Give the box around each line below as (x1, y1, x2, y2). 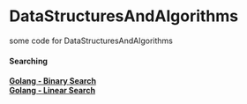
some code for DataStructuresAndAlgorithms (9, 35, 174, 46)
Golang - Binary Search (9, 76, 97, 86)
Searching (9, 56, 49, 66)
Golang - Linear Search (9, 85, 95, 96)
